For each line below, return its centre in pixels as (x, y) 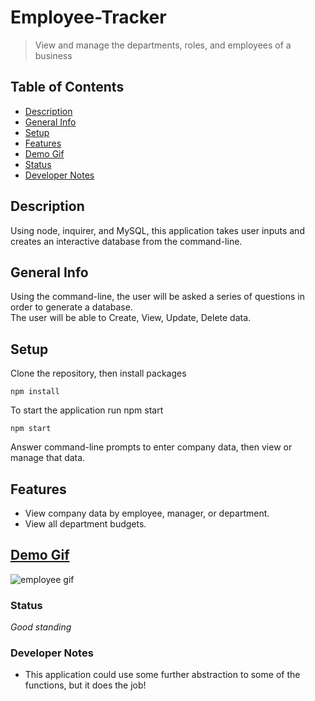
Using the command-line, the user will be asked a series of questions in (157, 297)
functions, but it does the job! (85, 685)
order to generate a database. (71, 307)
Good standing (41, 627)
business (53, 55)
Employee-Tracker (88, 17)
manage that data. (48, 458)
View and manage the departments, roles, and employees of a (163, 45)
